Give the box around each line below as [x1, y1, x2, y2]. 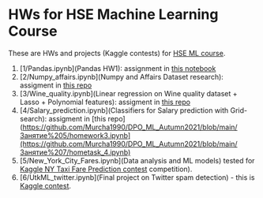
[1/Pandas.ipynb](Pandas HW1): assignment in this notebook [19, 63, 216, 73]
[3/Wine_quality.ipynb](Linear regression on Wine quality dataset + [19, 88, 238, 98]
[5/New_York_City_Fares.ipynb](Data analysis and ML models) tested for [19, 155, 255, 165]
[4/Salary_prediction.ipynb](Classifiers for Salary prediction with [19, 105, 229, 115]
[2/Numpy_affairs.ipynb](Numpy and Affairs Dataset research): [19, 72, 224, 81]
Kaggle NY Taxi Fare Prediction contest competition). [19, 164, 193, 174]
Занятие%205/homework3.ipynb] [19, 130, 131, 140]
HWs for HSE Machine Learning [8, 6, 219, 24]
